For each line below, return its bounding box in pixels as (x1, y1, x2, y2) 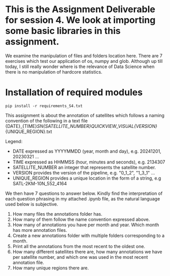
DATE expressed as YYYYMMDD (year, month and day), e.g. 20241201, (12, 148, 161, 154)
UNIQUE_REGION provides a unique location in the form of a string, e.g (12, 175, 161, 181)
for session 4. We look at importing (5, 14, 156, 26)
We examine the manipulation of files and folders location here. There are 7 (5, 52, 162, 59)
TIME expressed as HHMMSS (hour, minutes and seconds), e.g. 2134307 (12, 159, 165, 165)
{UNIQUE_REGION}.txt (5, 128, 52, 134)
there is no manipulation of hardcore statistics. (5, 68, 103, 75)
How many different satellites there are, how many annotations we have (12, 249, 162, 255)
